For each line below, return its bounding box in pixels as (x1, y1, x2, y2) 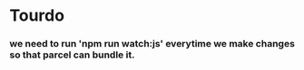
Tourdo (9, 5, 65, 26)
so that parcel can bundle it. (9, 48, 135, 61)
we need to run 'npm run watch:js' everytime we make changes (9, 38, 295, 50)
